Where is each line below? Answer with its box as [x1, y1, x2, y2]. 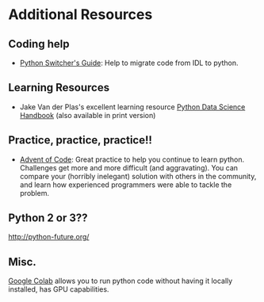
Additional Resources [8, 6, 153, 24]
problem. [19, 188, 50, 197]
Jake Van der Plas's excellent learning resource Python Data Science [19, 101, 246, 112]
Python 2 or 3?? [8, 212, 89, 225]
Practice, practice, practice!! [8, 133, 153, 147]
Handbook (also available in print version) [19, 110, 156, 120]
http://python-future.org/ [8, 232, 90, 242]
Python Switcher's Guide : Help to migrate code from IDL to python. [19, 58, 239, 67]
